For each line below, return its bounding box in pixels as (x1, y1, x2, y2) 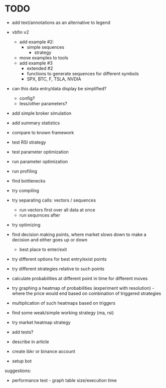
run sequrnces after (19, 212, 60, 218)
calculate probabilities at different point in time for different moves (11, 275, 148, 281)
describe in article (11, 339, 49, 345)
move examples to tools (19, 54, 68, 60)
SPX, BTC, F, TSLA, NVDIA (26, 76, 81, 82)
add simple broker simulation (11, 110, 72, 116)
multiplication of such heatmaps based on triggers (11, 300, 116, 306)
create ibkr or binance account (11, 348, 75, 354)
